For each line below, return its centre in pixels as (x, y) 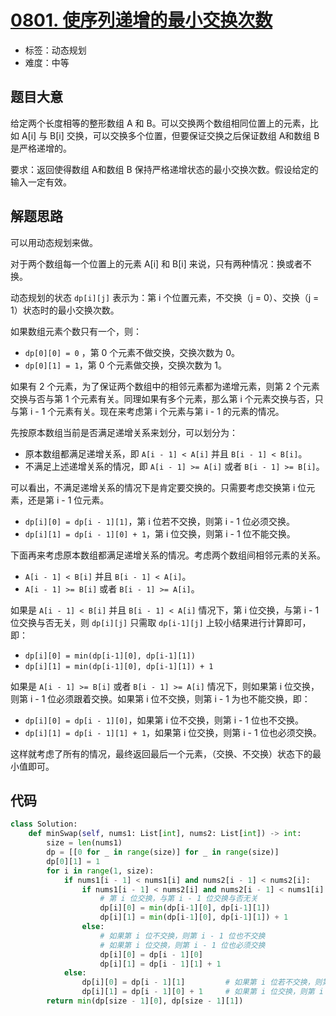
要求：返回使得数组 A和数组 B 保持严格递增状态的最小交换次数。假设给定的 (164, 169)
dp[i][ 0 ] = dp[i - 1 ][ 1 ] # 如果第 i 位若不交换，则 (202, 982)
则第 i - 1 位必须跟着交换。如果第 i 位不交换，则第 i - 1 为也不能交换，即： (160, 698)
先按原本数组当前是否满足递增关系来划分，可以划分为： (124, 432)
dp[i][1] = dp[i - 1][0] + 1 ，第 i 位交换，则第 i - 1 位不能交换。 (160, 533)
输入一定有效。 (41, 182)
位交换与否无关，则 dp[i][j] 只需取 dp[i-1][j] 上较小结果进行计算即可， (161, 622)
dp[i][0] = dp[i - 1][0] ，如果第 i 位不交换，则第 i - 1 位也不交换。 (164, 720)
